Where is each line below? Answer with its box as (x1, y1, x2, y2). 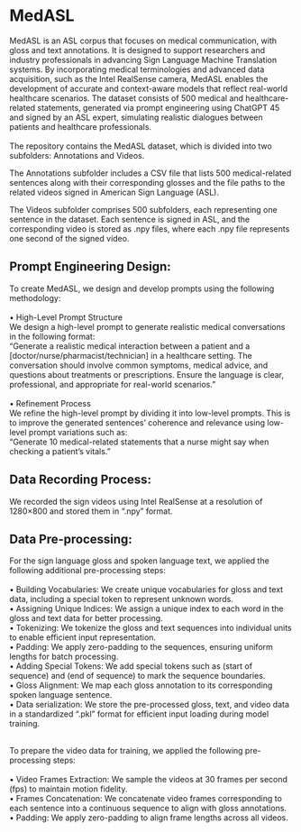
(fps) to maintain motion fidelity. (9, 783, 128, 794)
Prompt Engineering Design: (9, 259, 171, 275)
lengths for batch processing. (9, 651, 119, 663)
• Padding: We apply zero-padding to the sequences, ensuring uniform (9, 642, 273, 653)
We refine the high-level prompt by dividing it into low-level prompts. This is (9, 407, 291, 418)
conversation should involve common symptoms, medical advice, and (9, 360, 269, 370)
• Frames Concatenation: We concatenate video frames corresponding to (9, 793, 282, 804)
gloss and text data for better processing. (9, 613, 164, 624)
